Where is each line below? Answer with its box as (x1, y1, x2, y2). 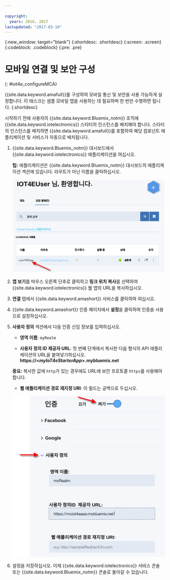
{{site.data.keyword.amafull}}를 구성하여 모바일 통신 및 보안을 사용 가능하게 (5, 92, 157, 98)
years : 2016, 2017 (9, 19, 49, 24)
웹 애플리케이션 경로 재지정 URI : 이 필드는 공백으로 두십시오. (19, 385, 138, 391)
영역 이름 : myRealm (19, 334, 56, 340)
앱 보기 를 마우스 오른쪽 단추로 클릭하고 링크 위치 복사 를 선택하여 (12, 278, 138, 284)
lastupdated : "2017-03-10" (5, 24, 62, 30)
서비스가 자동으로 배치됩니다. (32, 134, 90, 140)
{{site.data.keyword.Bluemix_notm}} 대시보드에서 (12, 145, 114, 151)
